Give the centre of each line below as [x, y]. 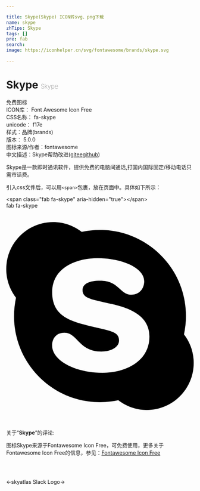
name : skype [21, 22]
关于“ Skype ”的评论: [30, 433]
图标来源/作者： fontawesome [42, 147]
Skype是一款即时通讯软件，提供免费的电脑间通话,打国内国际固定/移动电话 [96, 167]
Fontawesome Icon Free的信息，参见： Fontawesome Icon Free [83, 453]
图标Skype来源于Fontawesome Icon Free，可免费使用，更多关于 [85, 445]
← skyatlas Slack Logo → [36, 481]
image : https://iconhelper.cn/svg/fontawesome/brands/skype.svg [87, 50]
